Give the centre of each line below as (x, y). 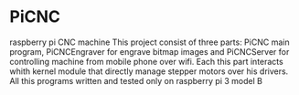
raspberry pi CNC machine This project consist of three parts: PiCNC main (149, 42)
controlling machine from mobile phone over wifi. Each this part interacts (146, 61)
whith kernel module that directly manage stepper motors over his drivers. (149, 71)
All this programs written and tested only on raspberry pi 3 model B (136, 80)
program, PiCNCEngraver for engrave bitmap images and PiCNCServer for (149, 51)
